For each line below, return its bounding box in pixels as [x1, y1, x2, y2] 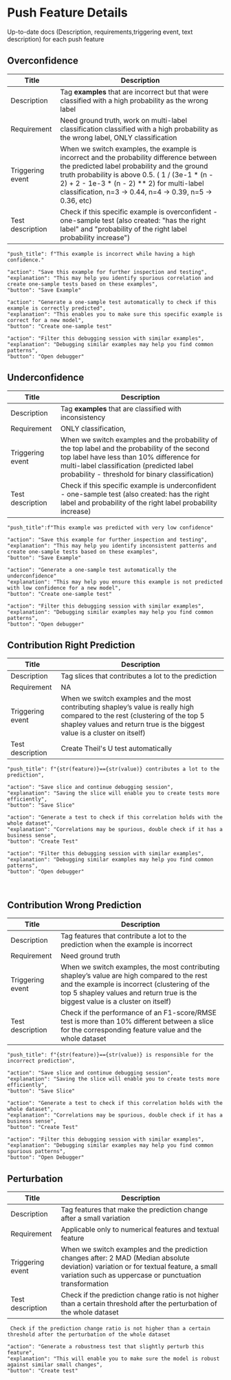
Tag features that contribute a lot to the [60, 931, 187, 941]
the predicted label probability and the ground [60, 161, 208, 170]
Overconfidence [7, 55, 79, 67]
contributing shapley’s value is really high [60, 702, 195, 712]
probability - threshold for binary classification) [60, 469, 214, 479]
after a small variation [60, 1214, 131, 1223]
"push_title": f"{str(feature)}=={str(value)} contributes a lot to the [7, 766, 220, 773]
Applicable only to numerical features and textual [60, 1225, 219, 1234]
